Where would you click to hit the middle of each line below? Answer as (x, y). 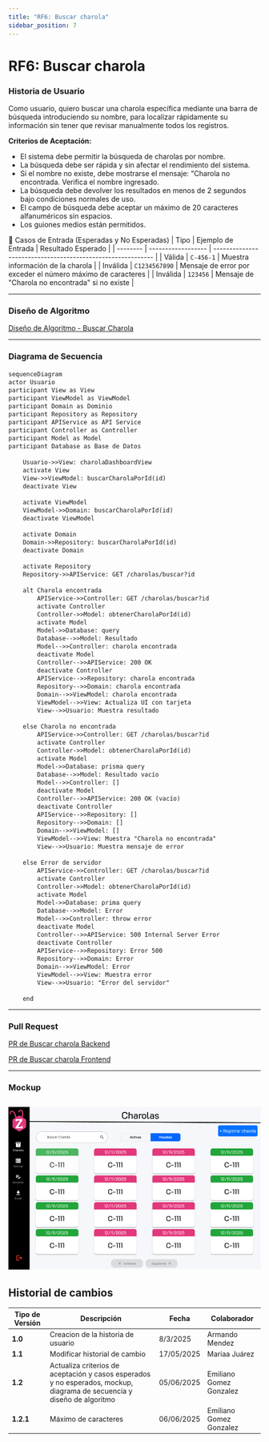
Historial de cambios (61, 1293)
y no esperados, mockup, (91, 1382)
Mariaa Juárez (231, 1354)
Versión (28, 1323)
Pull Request (33, 1026)
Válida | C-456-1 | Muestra (207, 257)
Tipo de (28, 1314)
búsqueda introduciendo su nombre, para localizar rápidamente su (118, 117)
